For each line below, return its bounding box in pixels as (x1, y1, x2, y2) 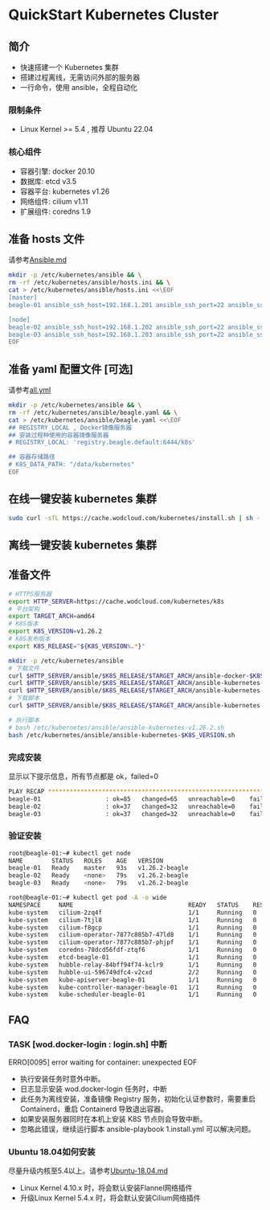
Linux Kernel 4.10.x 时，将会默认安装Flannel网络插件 (19, 1183, 193, 1193)
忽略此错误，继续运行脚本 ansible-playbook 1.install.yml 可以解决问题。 (19, 1124, 256, 1134)
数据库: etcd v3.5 (19, 176, 77, 186)
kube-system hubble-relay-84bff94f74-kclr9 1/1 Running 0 (8, 961, 257, 969)
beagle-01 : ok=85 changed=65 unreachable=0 (8, 794, 235, 803)
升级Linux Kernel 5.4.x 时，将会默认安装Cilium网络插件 (19, 1193, 201, 1203)
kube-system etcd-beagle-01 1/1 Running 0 (8, 954, 257, 962)
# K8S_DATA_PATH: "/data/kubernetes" (8, 461, 135, 469)
